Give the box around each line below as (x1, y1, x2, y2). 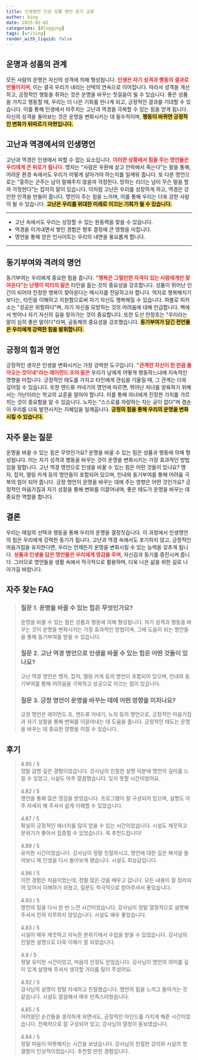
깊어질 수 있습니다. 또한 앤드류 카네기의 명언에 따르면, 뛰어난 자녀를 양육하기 (6, 384, 181, 391)
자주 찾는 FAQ (6, 585, 54, 595)
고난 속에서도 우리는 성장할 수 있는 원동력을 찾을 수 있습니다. (14, 218, 153, 225)
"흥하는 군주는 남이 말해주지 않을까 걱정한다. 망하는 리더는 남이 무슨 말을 (16, 178, 183, 185)
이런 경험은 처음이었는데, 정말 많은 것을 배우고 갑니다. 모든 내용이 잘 (20, 877, 176, 884)
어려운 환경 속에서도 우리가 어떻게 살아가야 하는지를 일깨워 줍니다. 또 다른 (6, 170, 174, 178)
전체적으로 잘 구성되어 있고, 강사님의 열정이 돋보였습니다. (38, 1020, 169, 1027)
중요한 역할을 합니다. (6, 493, 54, 500)
